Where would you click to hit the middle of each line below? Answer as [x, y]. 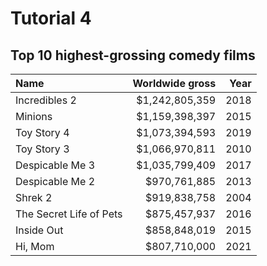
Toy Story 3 [42, 149]
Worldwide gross [174, 83]
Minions [34, 116]
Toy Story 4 [42, 132]
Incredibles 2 [46, 100]
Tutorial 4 [51, 18]
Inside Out [39, 230]
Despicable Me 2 [55, 181]
